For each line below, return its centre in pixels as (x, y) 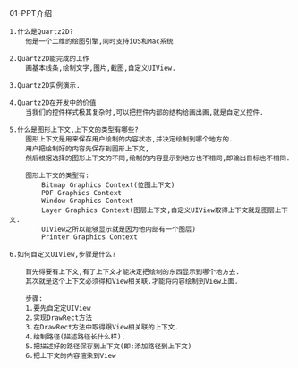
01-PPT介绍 (30, 13)
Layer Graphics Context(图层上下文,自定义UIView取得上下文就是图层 (158, 210)
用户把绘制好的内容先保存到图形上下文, (87, 149)
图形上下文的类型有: (57, 175)
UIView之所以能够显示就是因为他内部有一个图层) (119, 229)
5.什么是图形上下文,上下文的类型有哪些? (74, 130)
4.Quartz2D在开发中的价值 (53, 103)
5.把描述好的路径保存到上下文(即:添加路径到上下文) (109, 347)
